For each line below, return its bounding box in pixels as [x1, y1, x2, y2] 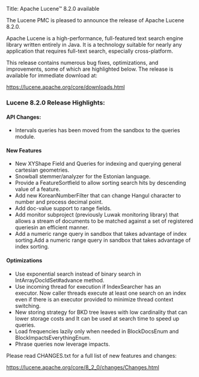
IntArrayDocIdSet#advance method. [14, 276, 105, 284]
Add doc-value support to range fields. [14, 205, 112, 212]
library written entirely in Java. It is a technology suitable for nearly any [6, 41, 182, 48]
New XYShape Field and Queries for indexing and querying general [14, 160, 182, 167]
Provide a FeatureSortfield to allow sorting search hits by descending [14, 179, 186, 187]
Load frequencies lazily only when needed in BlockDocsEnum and [14, 327, 179, 335]
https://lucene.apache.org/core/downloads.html [6, 83, 125, 91]
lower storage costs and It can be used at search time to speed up [14, 315, 179, 322]
